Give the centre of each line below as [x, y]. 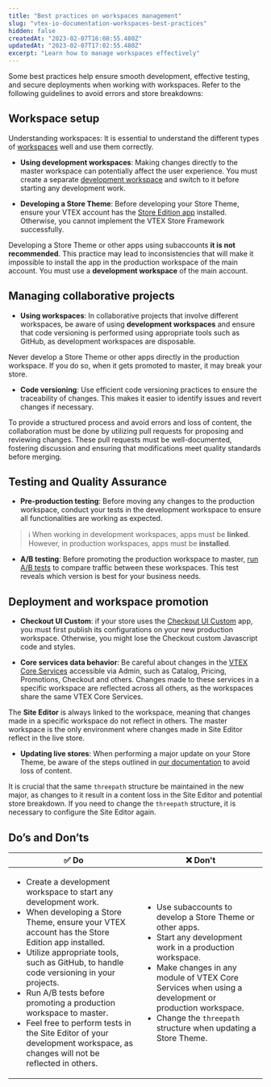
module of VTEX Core [198, 978]
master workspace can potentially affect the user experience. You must [139, 171]
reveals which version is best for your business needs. [110, 577]
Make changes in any [196, 968]
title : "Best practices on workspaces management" [95, 16]
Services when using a [199, 988]
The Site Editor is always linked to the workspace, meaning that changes [130, 712]
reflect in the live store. [46, 738]
